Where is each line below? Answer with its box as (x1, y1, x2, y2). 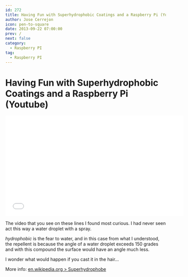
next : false (5, 36, 31, 41)
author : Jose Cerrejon (5, 17, 53, 22)
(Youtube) (5, 98, 48, 110)
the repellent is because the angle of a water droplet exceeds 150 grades (5, 241, 159, 247)
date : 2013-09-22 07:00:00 (5, 27, 63, 32)
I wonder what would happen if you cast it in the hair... (5, 256, 119, 263)
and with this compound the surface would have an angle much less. (5, 246, 150, 253)
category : (5, 41, 26, 46)
